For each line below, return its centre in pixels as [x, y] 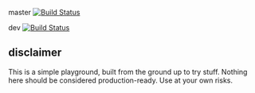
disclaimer [35, 53]
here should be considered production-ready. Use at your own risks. [121, 80]
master [20, 12]
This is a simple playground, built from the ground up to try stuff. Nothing [128, 72]
